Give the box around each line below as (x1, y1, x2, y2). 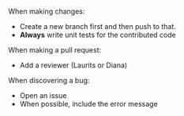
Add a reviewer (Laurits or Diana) (19, 60, 128, 70)
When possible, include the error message (19, 100, 158, 108)
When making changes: (8, 7, 85, 16)
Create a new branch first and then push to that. (19, 22, 176, 31)
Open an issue (19, 91, 67, 100)
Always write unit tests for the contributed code (19, 31, 176, 39)
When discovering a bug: (8, 76, 90, 85)
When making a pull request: (8, 45, 102, 54)
